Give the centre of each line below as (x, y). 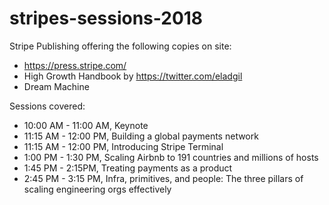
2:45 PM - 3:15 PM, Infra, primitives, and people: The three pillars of (163, 178)
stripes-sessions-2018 (106, 18)
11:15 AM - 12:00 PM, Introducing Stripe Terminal (123, 146)
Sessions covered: (47, 106)
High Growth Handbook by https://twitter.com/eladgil (133, 76)
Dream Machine (56, 86)
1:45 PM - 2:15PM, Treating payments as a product (128, 168)
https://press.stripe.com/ (75, 65)
